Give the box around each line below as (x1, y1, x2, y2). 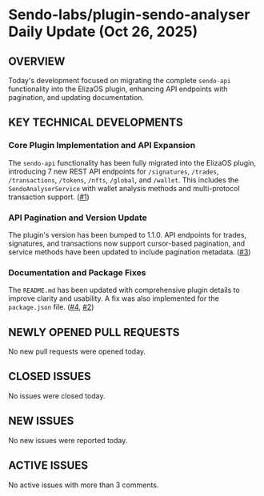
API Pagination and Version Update (8, 212, 147, 223)
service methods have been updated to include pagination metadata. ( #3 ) (8, 246, 251, 257)
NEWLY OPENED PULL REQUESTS (8, 326, 180, 339)
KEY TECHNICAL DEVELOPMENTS (8, 116, 183, 130)
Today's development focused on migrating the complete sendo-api (8, 76, 231, 85)
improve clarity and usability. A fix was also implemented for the (8, 294, 220, 303)
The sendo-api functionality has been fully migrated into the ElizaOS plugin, (8, 158, 256, 167)
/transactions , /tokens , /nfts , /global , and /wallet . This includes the (8, 174, 239, 185)
